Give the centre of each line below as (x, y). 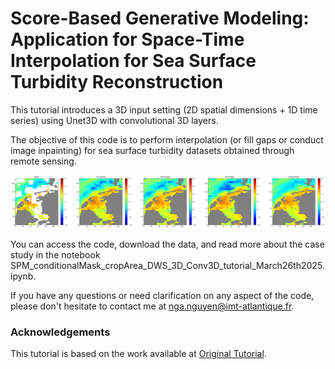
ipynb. (23, 276)
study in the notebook (55, 254)
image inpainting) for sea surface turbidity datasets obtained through (152, 150)
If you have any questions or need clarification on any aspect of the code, (162, 295)
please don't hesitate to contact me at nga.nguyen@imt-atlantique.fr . (152, 306)
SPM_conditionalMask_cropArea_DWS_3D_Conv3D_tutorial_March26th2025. (167, 265)
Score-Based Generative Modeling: (160, 18)
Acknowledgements (60, 332)
